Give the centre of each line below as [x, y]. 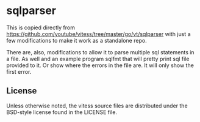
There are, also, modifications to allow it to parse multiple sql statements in [100, 52]
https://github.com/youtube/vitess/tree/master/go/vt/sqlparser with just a [98, 34]
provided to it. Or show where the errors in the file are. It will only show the [100, 65]
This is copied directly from [41, 27]
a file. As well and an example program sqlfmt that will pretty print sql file [98, 59]
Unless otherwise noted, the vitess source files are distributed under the [97, 106]
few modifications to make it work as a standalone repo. [77, 40]
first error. [19, 71]
